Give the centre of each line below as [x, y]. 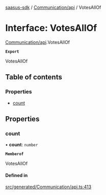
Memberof [15, 154]
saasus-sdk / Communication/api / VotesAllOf [53, 7]
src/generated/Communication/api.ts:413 [48, 187]
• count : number [22, 145]
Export [12, 51]
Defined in [17, 175]
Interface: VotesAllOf [51, 28]
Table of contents [34, 77]
